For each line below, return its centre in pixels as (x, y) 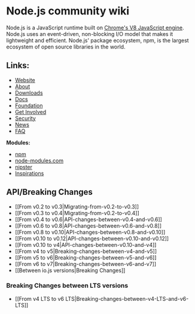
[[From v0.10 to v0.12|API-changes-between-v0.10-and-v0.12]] (92, 238)
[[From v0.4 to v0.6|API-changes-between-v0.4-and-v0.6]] (89, 219)
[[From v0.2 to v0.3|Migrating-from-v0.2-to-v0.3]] (77, 206)
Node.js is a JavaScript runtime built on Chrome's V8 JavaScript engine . (95, 28)
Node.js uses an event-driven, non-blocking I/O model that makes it (90, 34)
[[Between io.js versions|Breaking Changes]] (70, 270)
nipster (24, 167)
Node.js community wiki (68, 11)
